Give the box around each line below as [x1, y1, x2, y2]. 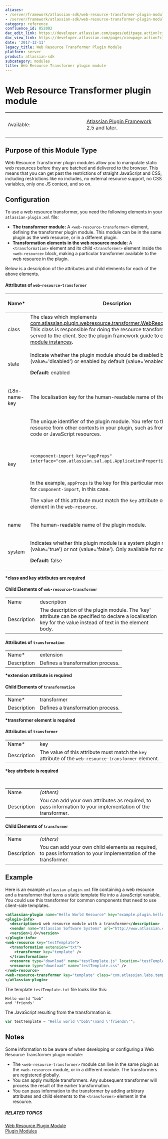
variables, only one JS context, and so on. [5, 181, 91, 187]
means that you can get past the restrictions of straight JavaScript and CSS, [5, 170, 162, 176]
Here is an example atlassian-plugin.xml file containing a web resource [5, 886, 154, 892]
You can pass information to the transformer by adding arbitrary [12, 1088, 144, 1094]
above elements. [5, 271, 39, 277]
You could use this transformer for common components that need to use [5, 897, 156, 903]
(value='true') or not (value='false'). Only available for [29, 546, 156, 553]
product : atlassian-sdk [5, 54, 55, 59]
